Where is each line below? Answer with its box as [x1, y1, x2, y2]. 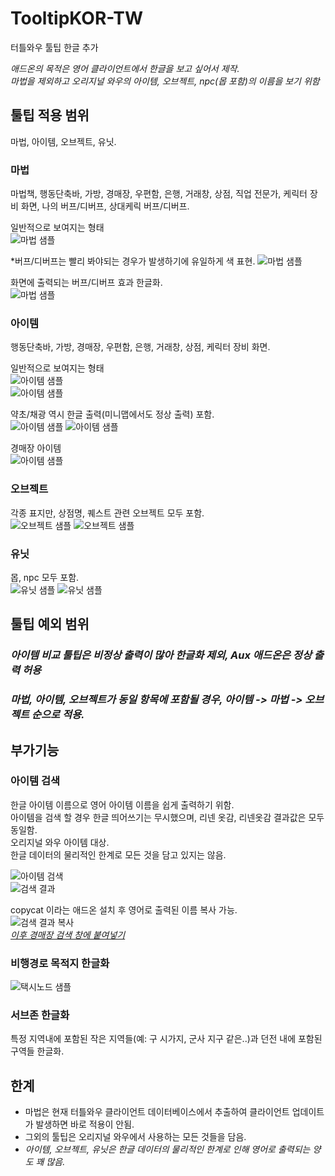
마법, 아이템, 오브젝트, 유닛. [10, 135, 117, 147]
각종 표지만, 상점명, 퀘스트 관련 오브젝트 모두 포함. [10, 507, 205, 519]
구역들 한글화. [10, 1045, 65, 1057]
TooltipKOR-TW [10, 7, 144, 30]
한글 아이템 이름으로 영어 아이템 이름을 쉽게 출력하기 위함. [10, 798, 235, 811]
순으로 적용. [31, 708, 85, 722]
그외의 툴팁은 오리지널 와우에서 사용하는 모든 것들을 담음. [24, 1131, 247, 1143]
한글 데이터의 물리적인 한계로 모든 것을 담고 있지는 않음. [10, 848, 227, 861]
